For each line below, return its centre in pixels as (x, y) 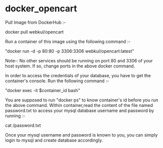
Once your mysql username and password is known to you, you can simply (81, 135)
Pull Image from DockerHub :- (36, 22)
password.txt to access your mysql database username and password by (80, 110)
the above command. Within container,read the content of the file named (79, 105)
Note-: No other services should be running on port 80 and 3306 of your (79, 60)
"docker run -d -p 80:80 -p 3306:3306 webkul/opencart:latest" (70, 51)
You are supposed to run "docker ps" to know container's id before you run (82, 100)
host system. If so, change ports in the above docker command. (70, 66)
